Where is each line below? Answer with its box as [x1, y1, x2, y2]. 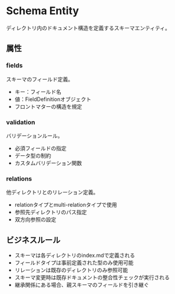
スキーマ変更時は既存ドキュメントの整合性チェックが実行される [14, 274, 170, 281]
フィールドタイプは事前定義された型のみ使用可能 [14, 259, 134, 266]
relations [6, 174, 32, 182]
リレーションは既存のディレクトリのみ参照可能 [14, 267, 128, 274]
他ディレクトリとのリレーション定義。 [6, 189, 99, 196]
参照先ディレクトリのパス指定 [14, 208, 87, 216]
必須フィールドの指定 [14, 145, 67, 152]
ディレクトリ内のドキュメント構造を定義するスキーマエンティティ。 [6, 24, 171, 31]
